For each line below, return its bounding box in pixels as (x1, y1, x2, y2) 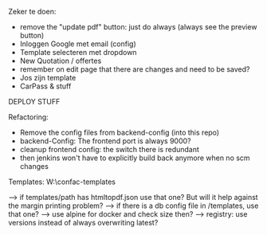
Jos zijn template (19, 73, 77, 82)
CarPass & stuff (19, 81, 72, 91)
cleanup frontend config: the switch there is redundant (19, 145, 199, 154)
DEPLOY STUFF (8, 97, 61, 106)
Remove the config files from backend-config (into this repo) (19, 127, 220, 137)
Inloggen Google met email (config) (19, 39, 137, 49)
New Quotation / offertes (19, 56, 102, 65)
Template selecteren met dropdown (19, 48, 137, 57)
